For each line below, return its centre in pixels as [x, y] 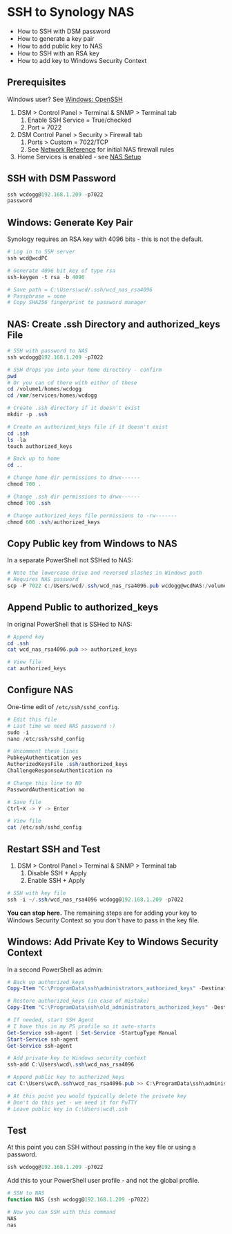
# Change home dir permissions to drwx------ [74, 478]
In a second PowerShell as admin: [55, 969]
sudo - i [18, 732]
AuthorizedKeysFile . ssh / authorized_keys [68, 764]
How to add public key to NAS [60, 46]
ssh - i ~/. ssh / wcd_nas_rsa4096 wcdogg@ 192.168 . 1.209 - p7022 [96, 900]
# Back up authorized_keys [46, 982]
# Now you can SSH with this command [61, 1212]
